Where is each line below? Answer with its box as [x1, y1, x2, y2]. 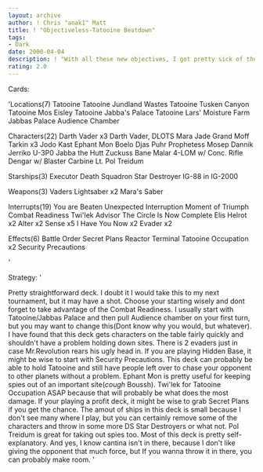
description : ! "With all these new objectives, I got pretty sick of [8, 56, 243, 64]
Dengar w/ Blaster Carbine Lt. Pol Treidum [8, 156, 144, 166]
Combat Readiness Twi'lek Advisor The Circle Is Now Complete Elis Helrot [8, 210, 247, 220]
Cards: [8, 84, 30, 93]
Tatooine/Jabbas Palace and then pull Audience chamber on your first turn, [8, 313, 250, 322]
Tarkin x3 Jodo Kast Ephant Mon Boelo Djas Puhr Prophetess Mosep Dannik [8, 139, 254, 149]
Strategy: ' [8, 273, 41, 282]
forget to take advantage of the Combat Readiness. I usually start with [8, 304, 234, 314]
